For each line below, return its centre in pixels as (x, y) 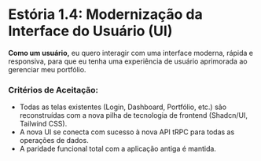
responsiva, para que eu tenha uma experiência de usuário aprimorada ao (128, 61)
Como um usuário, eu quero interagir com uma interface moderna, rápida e (131, 53)
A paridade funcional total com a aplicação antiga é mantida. (118, 149)
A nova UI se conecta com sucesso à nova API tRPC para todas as (127, 132)
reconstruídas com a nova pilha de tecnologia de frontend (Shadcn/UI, (133, 115)
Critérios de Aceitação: (53, 90)
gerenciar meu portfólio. (47, 69)
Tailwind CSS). (43, 124)
